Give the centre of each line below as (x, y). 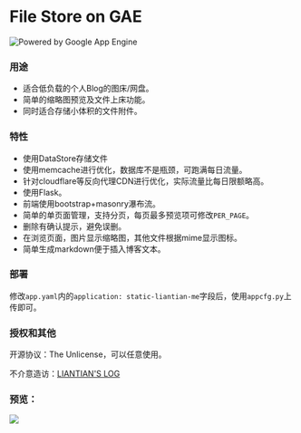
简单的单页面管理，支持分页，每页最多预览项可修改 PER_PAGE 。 (138, 215)
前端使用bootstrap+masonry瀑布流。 (92, 203)
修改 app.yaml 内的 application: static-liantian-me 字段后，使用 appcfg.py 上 (150, 295)
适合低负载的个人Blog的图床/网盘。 (88, 89)
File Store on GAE (76, 17)
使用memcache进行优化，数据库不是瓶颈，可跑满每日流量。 (135, 169)
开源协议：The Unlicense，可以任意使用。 (88, 354)
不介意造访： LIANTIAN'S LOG (65, 374)
